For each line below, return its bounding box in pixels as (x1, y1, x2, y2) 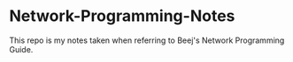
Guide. (9, 44, 34, 54)
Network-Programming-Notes (9, 6, 235, 26)
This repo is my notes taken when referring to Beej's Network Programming (9, 35, 285, 45)
